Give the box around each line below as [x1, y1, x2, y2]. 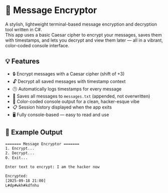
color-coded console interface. [5, 42, 69, 48]
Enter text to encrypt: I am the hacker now [5, 164, 100, 170]
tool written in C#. [5, 26, 42, 32]
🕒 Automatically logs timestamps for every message [12, 85, 122, 92]
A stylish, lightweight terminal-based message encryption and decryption [5, 21, 157, 27]
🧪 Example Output [5, 128, 63, 137]
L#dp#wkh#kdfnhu [5, 183, 39, 188]
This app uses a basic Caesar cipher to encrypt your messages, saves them [5, 32, 162, 38]
